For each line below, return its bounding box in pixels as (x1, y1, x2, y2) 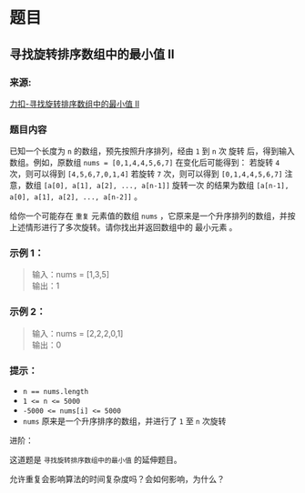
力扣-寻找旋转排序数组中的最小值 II (9, 98, 139, 109)
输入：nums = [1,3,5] (31, 269, 110, 280)
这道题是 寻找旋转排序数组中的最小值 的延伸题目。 (9, 455, 182, 466)
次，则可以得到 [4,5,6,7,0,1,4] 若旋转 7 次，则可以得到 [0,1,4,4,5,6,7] (9, 168, 283, 179)
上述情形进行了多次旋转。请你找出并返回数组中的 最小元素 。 (9, 222, 238, 233)
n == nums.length (22, 387, 89, 397)
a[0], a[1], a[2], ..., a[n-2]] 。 (9, 191, 143, 202)
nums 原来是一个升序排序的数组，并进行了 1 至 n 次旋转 (22, 416, 227, 427)
